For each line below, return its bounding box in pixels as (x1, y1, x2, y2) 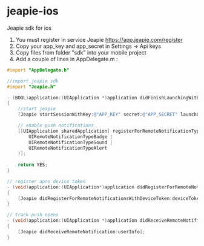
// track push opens (7, 212, 59, 218)
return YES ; (18, 162, 48, 168)
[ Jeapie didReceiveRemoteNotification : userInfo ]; (18, 228, 146, 234)
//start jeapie (18, 106, 56, 112)
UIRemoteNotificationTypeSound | (28, 139, 113, 145)
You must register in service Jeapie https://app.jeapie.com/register (15, 36, 183, 43)
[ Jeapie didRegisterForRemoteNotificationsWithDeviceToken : (18, 195, 173, 201)
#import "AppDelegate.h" (7, 67, 70, 73)
